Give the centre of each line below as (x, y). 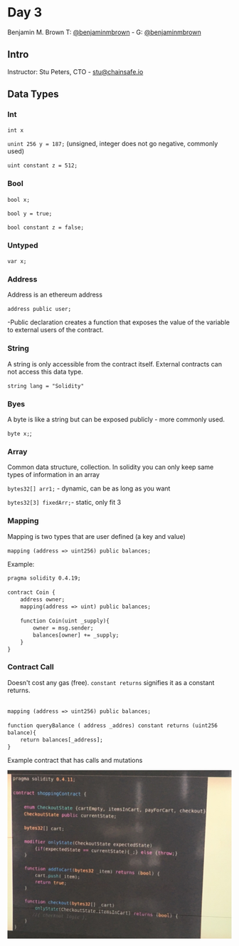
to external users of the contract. (55, 330)
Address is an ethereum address (55, 295)
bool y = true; (30, 214)
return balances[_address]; (62, 740)
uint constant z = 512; (43, 166)
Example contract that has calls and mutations (75, 760)
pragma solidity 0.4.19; (44, 578)
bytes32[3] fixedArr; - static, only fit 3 (64, 503)
